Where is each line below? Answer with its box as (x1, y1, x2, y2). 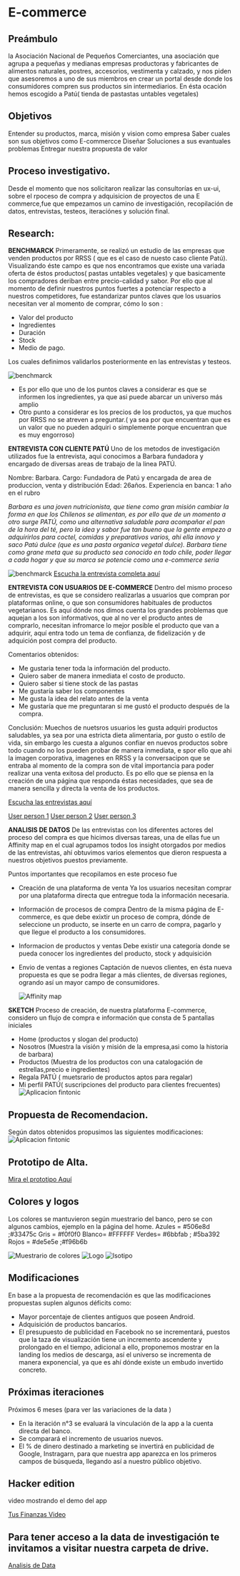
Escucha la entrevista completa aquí (54, 569, 160, 578)
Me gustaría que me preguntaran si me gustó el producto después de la (18, 702, 230, 711)
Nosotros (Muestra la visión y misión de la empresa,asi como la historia (18, 1043, 229, 1051)
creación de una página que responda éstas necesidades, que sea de (8, 776, 214, 786)
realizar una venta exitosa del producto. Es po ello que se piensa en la (8, 769, 214, 778)
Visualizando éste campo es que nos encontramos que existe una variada (8, 261, 226, 270)
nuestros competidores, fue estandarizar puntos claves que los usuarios (8, 292, 221, 301)
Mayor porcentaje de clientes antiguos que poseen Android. (18, 1312, 196, 1321)
